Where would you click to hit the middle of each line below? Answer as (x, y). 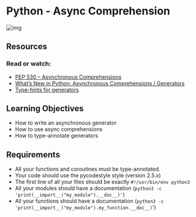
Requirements (33, 154)
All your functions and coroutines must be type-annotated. (87, 169)
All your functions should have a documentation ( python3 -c (89, 201)
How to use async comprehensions (59, 129)
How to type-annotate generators (57, 136)
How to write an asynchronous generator (66, 123)
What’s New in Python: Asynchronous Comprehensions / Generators (100, 83)
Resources (27, 47)
